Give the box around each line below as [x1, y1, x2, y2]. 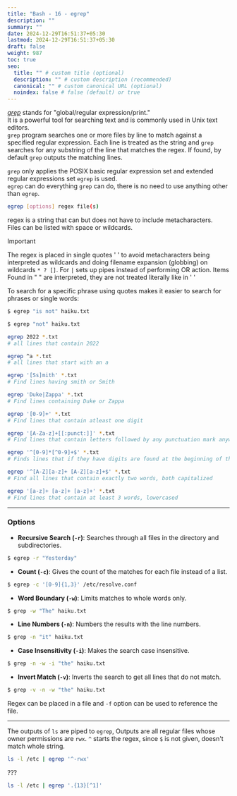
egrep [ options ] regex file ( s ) [7, 203, 99, 210]
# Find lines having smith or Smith [7, 379, 115, 386]
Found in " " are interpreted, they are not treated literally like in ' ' [7, 273, 196, 281]
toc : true [7, 56, 37, 63]
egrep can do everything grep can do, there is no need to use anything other [7, 182, 228, 190]
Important [7, 237, 36, 245]
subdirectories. [17, 541, 62, 549]
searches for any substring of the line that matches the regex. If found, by [7, 146, 221, 154]
